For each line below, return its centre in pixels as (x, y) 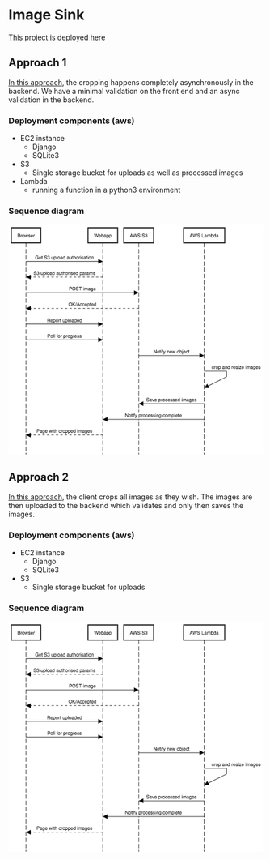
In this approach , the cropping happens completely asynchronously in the (131, 82)
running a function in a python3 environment (106, 190)
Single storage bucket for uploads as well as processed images (137, 173)
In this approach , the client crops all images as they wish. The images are (131, 497)
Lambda (34, 182)
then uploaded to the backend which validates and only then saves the (126, 505)
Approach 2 (39, 477)
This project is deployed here (57, 37)
